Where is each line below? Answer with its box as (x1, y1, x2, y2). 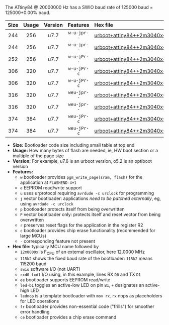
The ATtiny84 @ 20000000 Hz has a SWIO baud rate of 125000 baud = (5, 5, 153, 10)
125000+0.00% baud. (5, 10, 51, 16)
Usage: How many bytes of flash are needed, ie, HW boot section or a (12, 148, 158, 153)
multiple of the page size (12, 153, 64, 159)
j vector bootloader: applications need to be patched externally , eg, (20, 195, 161, 201)
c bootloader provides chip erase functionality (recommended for (20, 228, 156, 233)
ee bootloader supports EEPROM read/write (20, 276, 111, 283)
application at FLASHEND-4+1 (20, 179, 77, 185)
